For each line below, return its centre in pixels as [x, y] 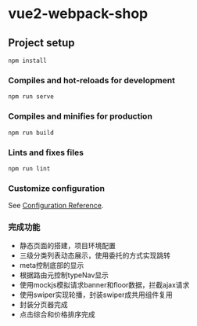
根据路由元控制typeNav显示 [64, 275]
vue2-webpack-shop [78, 14]
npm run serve [31, 97]
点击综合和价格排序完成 [57, 314]
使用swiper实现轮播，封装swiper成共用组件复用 [96, 295]
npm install [27, 60]
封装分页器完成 [43, 305]
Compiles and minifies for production [80, 116]
